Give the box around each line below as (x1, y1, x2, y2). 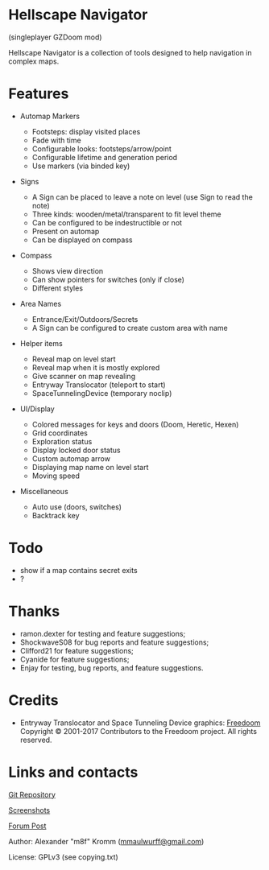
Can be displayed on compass (31, 235, 133, 245)
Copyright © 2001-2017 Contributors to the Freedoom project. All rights (19, 726, 258, 736)
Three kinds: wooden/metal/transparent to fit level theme (31, 209, 221, 219)
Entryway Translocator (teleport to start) (31, 380, 167, 390)
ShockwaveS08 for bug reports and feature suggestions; (19, 637, 209, 647)
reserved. (19, 735, 52, 744)
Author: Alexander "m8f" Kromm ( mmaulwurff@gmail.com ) (8, 836, 205, 846)
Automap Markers (19, 111, 81, 121)
